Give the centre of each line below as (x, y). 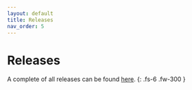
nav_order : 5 (26, 26)
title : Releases (30, 20)
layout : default (30, 13)
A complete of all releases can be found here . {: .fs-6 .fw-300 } (97, 79)
